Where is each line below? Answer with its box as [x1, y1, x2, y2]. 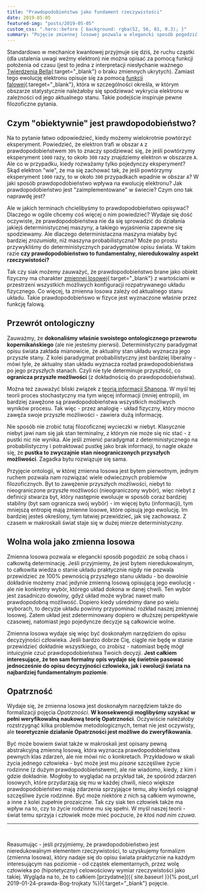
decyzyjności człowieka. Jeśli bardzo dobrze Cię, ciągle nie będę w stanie [7, 636, 193, 643]
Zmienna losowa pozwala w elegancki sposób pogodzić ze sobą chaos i [7, 553, 188, 560]
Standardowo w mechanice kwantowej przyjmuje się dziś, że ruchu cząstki [7, 48, 195, 56]
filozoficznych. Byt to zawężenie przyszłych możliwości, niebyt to [7, 480, 172, 487]
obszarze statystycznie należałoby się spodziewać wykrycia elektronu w [7, 87, 189, 95]
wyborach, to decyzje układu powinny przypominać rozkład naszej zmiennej [7, 605, 198, 612]
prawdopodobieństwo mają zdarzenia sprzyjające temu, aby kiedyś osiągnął [7, 786, 198, 793]
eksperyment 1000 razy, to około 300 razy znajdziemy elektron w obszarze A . [7, 153, 198, 161]
